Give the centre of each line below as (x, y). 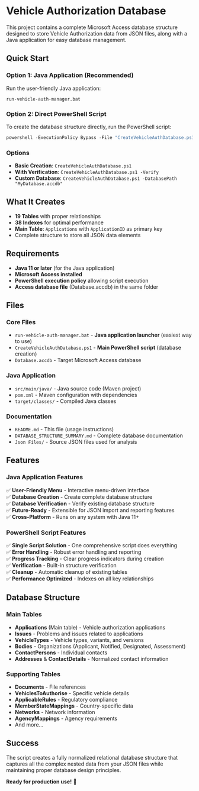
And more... (29, 724)
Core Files (21, 322)
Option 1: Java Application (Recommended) (70, 75)
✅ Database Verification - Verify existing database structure (81, 503)
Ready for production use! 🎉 (41, 782)
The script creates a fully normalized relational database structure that (92, 757)
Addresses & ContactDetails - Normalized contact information (92, 658)
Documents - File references (50, 687)
